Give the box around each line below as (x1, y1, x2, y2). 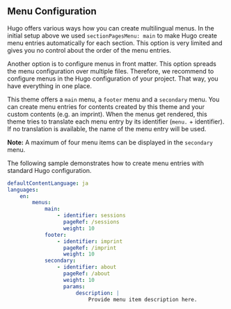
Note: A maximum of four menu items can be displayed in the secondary (7, 138, 214, 147)
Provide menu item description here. (88, 296, 198, 303)
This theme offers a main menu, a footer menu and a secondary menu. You (7, 95, 220, 103)
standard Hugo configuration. (7, 166, 92, 174)
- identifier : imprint (56, 237, 123, 245)
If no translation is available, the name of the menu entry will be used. (7, 124, 207, 133)
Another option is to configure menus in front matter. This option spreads (7, 59, 217, 68)
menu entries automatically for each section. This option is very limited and (7, 38, 223, 47)
